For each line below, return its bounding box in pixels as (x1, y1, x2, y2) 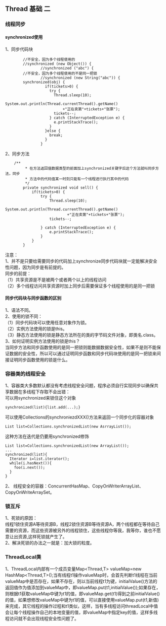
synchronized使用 (5, 34, 43, 40)
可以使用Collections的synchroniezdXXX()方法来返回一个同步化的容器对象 (5, 414, 154, 420)
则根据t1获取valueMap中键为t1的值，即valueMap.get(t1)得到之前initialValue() (5, 590, 160, 597)
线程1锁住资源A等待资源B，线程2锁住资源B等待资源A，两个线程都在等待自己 (5, 521, 160, 527)
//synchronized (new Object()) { (23, 61, 92, 66)
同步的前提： (5, 270, 31, 277)
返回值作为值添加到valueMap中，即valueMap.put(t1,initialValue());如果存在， (5, 584, 161, 590)
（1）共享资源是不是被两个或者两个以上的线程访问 (5, 277, 107, 282)
